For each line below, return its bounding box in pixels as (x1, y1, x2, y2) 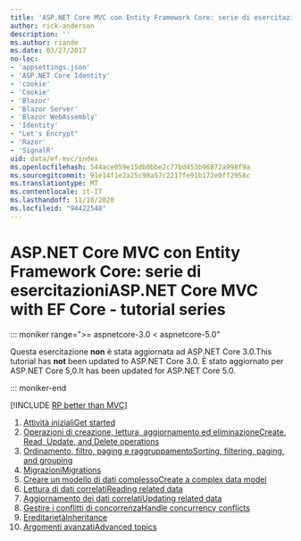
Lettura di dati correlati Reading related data (22, 483, 184, 494)
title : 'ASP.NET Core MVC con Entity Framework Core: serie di (10, 12, 251, 22)
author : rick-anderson (10, 21, 95, 30)
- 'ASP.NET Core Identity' (10, 71, 111, 80)
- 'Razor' (10, 137, 47, 146)
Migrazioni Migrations (22, 464, 102, 475)
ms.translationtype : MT (10, 179, 99, 188)
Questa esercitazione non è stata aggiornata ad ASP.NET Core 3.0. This (10, 345, 272, 357)
